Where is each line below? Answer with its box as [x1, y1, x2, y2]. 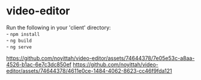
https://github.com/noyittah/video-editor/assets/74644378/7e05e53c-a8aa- [6, 54, 195, 61]
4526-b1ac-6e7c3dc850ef [6, 61, 72, 68]
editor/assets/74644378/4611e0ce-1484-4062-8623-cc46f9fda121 [6, 67, 172, 74]
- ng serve [6, 43, 32, 50]
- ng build [6, 36, 32, 44]
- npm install [6, 30, 40, 37]
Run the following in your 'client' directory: [6, 24, 111, 31]
